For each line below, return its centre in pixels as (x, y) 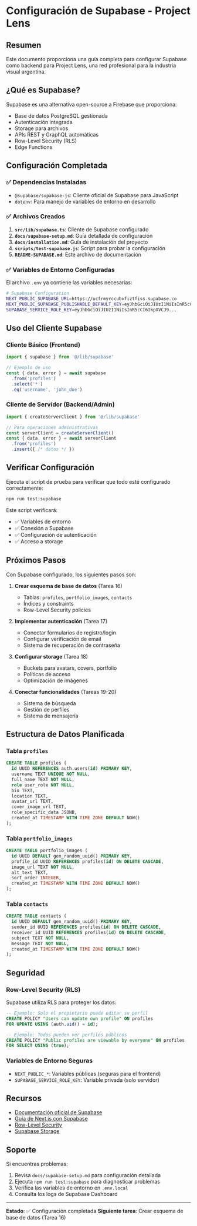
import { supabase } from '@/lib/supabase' (60, 357)
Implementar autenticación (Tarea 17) (61, 621)
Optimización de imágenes (55, 680)
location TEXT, (30, 796)
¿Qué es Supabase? (43, 90)
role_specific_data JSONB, (44, 813)
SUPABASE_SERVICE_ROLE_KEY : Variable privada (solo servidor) (87, 1080)
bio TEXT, (23, 790)
